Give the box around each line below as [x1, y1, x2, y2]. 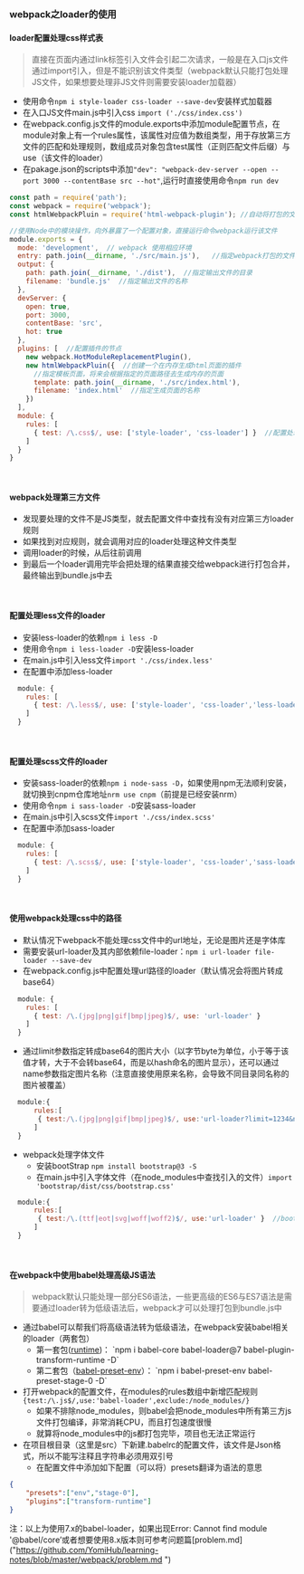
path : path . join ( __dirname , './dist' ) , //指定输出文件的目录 [25, 269, 253, 278]
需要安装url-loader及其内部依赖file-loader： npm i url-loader [22, 946, 252, 957]
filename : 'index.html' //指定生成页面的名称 [33, 386, 201, 396]
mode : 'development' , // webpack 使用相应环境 [17, 243, 192, 253]
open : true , [25, 301, 71, 311]
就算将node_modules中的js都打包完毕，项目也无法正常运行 [35, 1428, 256, 1439]
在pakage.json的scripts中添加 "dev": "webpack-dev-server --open [22, 164, 267, 175]
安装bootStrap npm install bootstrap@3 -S [35, 1160, 197, 1171]
